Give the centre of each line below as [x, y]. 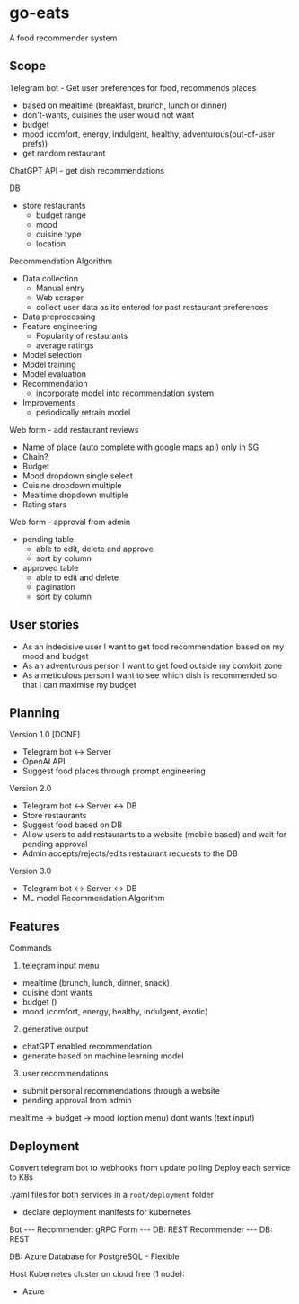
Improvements [49, 402]
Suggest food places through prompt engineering [114, 771]
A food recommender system [63, 38]
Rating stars [44, 504]
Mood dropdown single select [77, 476]
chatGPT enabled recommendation [87, 1047]
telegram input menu [61, 966]
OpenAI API [44, 762]
